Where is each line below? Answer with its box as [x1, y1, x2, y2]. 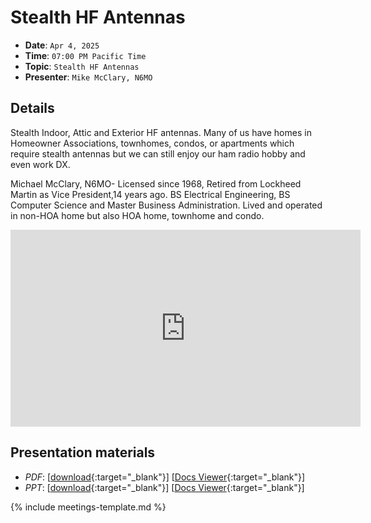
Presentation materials [10, 444, 156, 461]
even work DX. [10, 158, 71, 170]
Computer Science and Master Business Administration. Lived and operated [10, 199, 323, 211]
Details [10, 100, 55, 117]
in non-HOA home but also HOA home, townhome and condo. [10, 209, 265, 221]
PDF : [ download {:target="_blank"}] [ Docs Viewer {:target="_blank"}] [24, 471, 306, 483]
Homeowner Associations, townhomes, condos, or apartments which [10, 137, 295, 149]
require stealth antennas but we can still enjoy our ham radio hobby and [10, 147, 306, 160]
